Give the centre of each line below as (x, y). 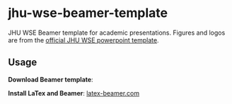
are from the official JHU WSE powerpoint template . (83, 40)
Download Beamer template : (51, 79)
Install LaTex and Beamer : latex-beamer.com (74, 93)
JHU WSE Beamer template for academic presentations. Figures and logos (117, 33)
